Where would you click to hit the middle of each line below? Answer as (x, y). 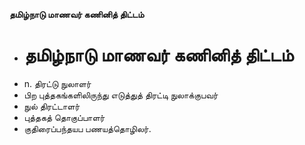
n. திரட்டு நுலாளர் (57, 83)
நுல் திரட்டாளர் (52, 106)
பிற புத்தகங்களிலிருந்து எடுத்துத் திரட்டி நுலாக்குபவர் (121, 95)
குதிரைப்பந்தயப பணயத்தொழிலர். (87, 128)
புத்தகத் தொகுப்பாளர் (64, 117)
